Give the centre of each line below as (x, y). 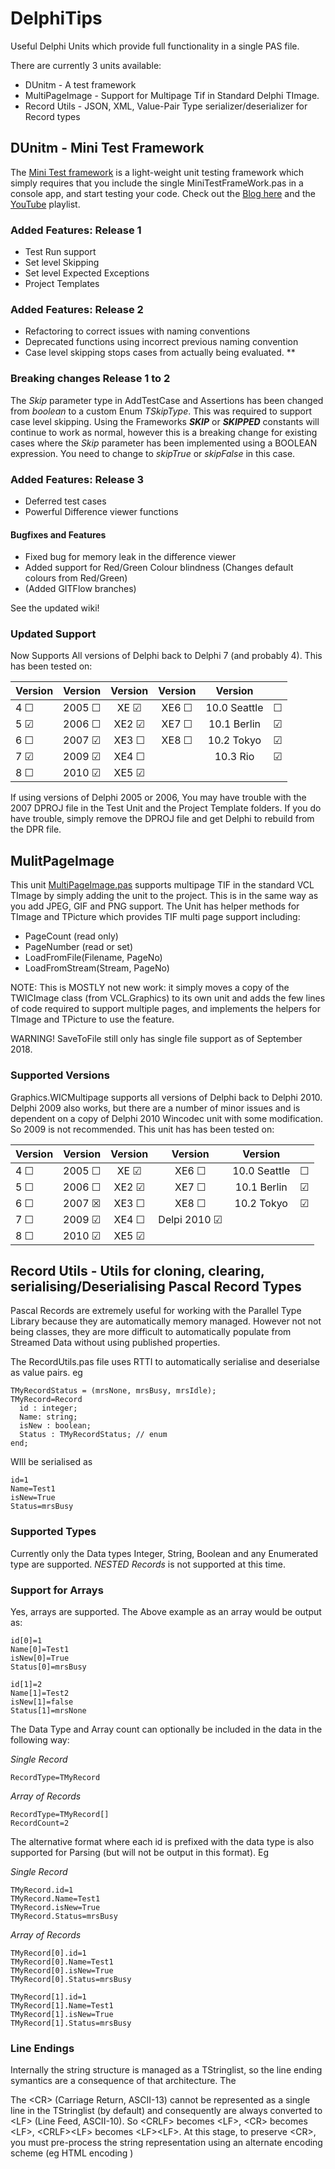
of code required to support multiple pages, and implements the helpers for (166, 1009)
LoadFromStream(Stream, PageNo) (97, 968)
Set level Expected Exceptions (87, 273)
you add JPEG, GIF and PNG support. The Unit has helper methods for (155, 906)
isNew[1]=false (42, 1702)
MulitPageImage (62, 860)
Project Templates (62, 284)
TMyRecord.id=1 (42, 1890)
